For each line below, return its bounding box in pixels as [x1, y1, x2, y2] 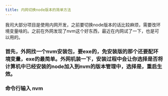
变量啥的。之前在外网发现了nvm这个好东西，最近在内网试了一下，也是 [9, 28, 155, 34]
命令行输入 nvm [5, 85, 44, 92]
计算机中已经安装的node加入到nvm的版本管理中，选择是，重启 [5, 63, 157, 70]
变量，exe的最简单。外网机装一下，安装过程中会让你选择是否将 [10, 55, 163, 62]
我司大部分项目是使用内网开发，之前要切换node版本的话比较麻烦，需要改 [5, 21, 156, 27]
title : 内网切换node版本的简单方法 [5, 7, 71, 12]
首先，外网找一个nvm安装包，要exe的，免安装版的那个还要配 [5, 48, 153, 55]
